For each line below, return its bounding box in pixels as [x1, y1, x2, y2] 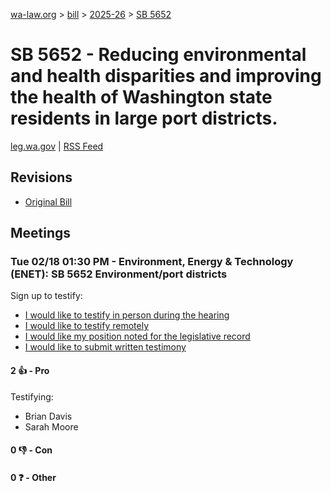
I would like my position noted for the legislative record [24, 330, 251, 343]
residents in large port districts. [10, 107, 278, 130]
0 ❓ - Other [10, 471, 57, 483]
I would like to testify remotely [24, 320, 150, 332]
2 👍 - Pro [10, 365, 50, 377]
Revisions [10, 169, 73, 186]
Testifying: [10, 390, 54, 403]
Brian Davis [24, 410, 73, 422]
